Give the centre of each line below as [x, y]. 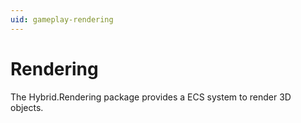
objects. [27, 107]
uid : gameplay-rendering [62, 19]
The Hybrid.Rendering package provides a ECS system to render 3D [151, 97]
